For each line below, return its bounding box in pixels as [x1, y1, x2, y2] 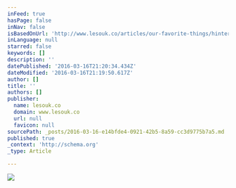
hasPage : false [7, 17, 52, 24]
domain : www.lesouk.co [13, 108, 80, 115]
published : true [7, 134, 55, 142]
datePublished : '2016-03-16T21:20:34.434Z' [7, 63, 137, 70]
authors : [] [7, 89, 42, 96]
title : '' [7, 82, 37, 89]
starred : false [7, 43, 52, 50]
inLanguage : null [7, 37, 58, 44]
